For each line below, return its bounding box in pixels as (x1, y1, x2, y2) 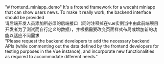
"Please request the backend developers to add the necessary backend (5, 38, 150, 43)
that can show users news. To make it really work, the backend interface (5, 9, 152, 15)
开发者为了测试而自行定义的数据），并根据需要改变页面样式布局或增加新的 (5, 26, 153, 32)
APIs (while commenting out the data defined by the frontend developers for (5, 43, 159, 49)
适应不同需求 (13, 33, 40, 38)
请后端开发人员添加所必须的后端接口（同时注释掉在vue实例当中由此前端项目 (5, 21, 159, 26)
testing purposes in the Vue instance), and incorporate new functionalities (5, 48, 155, 54)
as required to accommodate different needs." (5, 54, 98, 59)
